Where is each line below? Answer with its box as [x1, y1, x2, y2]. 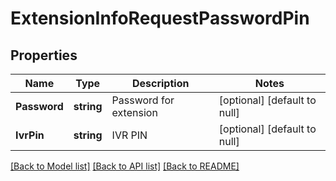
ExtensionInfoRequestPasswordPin [10, 7, 310, 30]
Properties [10, 47, 78, 64]
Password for [111, 93, 175, 107]
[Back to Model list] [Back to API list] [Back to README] [10, 160, 240, 172]
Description [131, 77, 190, 90]
